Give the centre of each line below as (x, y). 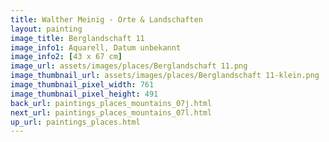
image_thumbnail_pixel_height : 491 (84, 94)
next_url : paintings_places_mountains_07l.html (111, 112)
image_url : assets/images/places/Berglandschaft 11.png (129, 66)
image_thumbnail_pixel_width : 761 (82, 85)
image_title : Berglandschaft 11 (77, 38)
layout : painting (46, 29)
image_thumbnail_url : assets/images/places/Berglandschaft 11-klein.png (165, 76)
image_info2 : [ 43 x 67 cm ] (66, 57)
